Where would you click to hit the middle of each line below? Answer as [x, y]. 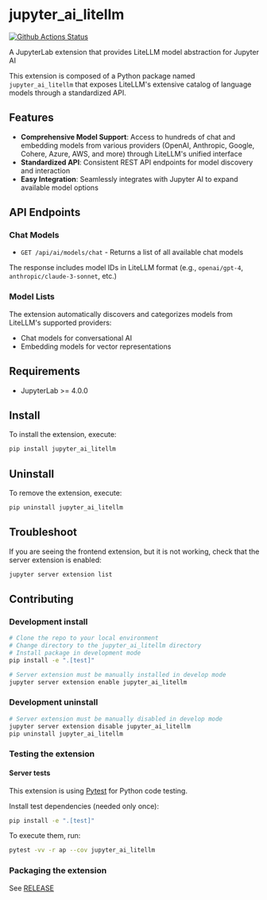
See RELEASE [32, 888]
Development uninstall [54, 702]
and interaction [45, 170]
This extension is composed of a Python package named [102, 75]
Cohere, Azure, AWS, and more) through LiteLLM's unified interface [132, 153]
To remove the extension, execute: [66, 493]
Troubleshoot [43, 533]
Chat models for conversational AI [76, 338]
